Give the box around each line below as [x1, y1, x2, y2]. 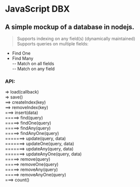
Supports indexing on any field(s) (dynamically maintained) [17, 36, 136, 41]
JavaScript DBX [5, 3, 70, 15]
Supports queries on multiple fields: [17, 41, 89, 47]
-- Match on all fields [12, 61, 54, 66]
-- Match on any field [12, 66, 55, 72]
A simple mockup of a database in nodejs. [5, 23, 135, 31]
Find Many [12, 56, 34, 61]
